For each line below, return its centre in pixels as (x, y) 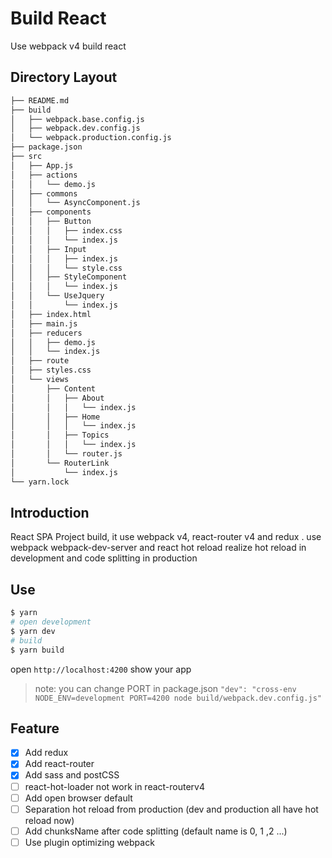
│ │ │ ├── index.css (66, 231)
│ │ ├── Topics (60, 435)
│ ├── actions (44, 175)
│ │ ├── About (57, 398)
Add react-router (59, 764)
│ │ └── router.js (66, 454)
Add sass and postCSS (72, 775)
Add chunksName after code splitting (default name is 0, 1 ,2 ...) (156, 831)
